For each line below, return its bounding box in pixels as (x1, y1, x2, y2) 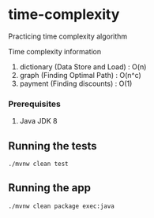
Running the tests (8, 139, 97, 153)
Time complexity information (8, 46, 102, 56)
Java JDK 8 (19, 116, 58, 126)
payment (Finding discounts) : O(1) (19, 79, 133, 88)
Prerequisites (8, 98, 61, 109)
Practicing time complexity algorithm (8, 31, 128, 41)
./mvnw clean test (8, 160, 69, 168)
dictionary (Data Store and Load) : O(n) (19, 61, 147, 72)
